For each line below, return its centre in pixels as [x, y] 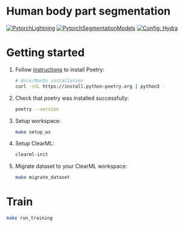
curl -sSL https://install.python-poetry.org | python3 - [90, 86]
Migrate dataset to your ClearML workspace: [71, 166]
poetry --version [37, 109]
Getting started [46, 53]
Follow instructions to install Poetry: [60, 69]
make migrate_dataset [42, 178]
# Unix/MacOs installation [49, 80]
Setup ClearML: [35, 144]
